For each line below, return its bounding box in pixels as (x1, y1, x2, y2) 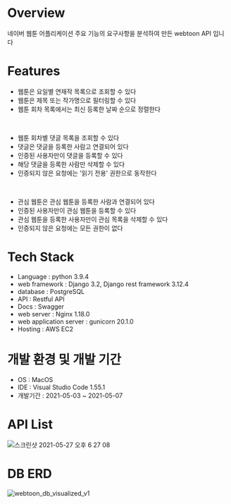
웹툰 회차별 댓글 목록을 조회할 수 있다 (17, 133, 120, 142)
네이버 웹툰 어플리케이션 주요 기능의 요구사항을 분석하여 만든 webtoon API (7, 29, 211, 37)
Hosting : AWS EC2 (17, 324, 74, 333)
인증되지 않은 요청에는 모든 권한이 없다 (17, 223, 123, 232)
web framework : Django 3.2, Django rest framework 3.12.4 (17, 280, 189, 288)
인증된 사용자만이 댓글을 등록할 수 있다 (17, 151, 123, 159)
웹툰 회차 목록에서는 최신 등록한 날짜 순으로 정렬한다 (17, 104, 161, 113)
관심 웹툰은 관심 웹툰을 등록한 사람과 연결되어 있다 (17, 197, 155, 206)
